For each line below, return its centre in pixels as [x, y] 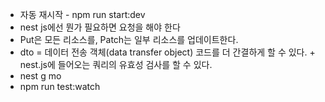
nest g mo [40, 76]
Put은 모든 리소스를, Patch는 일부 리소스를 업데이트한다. [129, 39]
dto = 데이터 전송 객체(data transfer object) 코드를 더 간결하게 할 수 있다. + [167, 52]
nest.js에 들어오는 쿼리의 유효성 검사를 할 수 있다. [116, 64]
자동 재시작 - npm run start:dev [82, 14]
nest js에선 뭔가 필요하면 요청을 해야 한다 [100, 27]
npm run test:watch [60, 86]
